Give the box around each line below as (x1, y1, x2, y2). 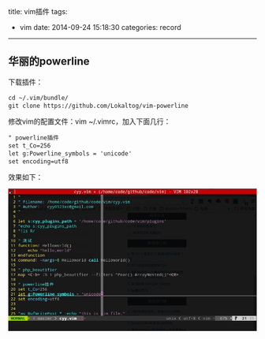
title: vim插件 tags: (8, 7, 69, 16)
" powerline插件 (8, 133, 59, 142)
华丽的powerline (8, 54, 90, 69)
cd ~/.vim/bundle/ (8, 94, 69, 102)
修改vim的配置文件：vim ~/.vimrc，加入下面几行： (8, 117, 171, 126)
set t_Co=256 (8, 141, 51, 150)
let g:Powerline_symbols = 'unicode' (8, 149, 132, 158)
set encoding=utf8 (8, 157, 69, 166)
